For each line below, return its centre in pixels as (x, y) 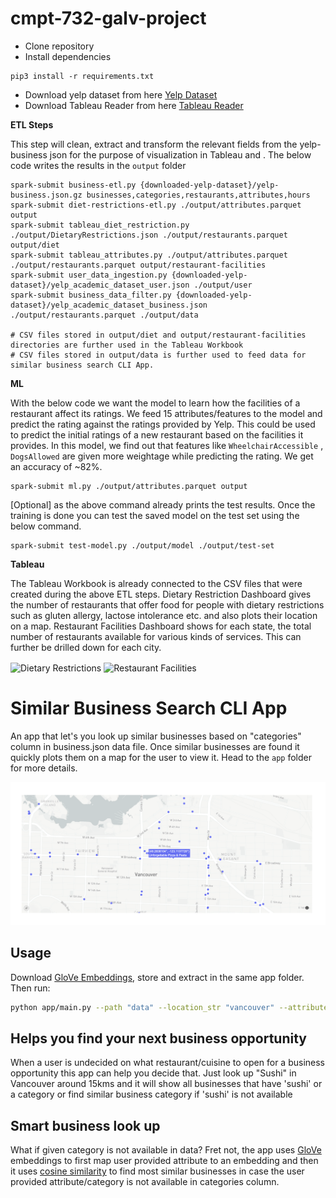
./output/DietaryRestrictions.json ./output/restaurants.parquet (149, 235)
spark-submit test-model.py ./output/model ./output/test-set (142, 545)
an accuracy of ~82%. (56, 466)
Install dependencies (68, 56)
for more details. (44, 768)
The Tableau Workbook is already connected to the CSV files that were (156, 583)
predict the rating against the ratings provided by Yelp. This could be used (163, 424)
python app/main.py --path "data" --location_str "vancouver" (142, 1007)
